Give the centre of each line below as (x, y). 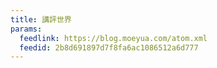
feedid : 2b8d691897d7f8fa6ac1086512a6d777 (109, 47)
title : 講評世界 (41, 19)
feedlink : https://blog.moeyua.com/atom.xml (113, 38)
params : (26, 29)
